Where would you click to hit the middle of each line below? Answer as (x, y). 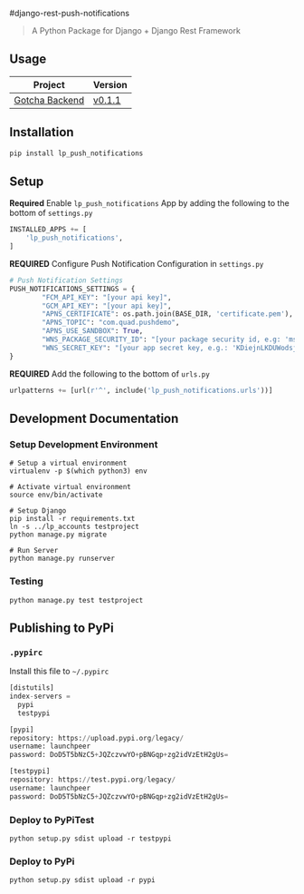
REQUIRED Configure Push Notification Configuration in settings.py (137, 263)
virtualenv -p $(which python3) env (78, 471)
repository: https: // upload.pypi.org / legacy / (96, 738)
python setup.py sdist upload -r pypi (82, 880)
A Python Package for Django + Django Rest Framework (136, 30)
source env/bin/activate (56, 495)
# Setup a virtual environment (68, 463)
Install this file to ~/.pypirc (59, 672)
